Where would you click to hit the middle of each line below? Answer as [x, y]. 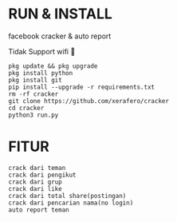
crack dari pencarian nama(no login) [71, 203]
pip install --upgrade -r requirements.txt [82, 87]
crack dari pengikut [43, 175]
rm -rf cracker [33, 94]
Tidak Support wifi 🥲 [42, 51]
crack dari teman [37, 168]
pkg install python [41, 73]
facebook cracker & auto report [60, 36]
